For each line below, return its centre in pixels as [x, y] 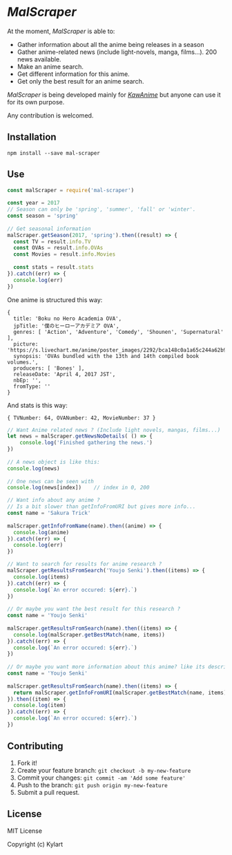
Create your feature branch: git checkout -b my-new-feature [104, 770]
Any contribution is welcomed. [50, 115]
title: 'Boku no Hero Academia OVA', [68, 319]
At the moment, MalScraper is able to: [61, 31]
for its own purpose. [36, 102]
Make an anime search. [50, 66]
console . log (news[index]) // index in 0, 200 [78, 488]
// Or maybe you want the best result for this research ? [94, 609]
